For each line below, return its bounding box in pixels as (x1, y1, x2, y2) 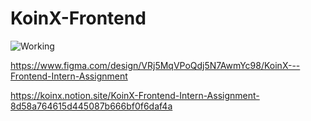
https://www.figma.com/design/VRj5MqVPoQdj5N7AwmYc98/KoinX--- (10, 59, 301, 71)
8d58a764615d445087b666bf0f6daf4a (10, 100, 173, 112)
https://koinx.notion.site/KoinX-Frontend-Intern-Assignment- (10, 89, 260, 101)
